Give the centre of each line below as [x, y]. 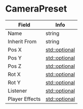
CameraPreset [36, 9]
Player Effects [24, 99]
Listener [17, 90]
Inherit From [22, 41]
